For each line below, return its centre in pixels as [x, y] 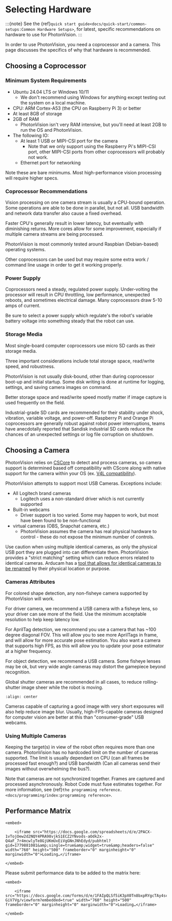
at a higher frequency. [29, 651]
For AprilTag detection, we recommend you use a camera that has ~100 [81, 629]
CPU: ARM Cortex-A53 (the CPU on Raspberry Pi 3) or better [77, 108]
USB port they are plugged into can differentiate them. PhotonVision [77, 552]
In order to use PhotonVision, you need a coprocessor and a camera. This [83, 44]
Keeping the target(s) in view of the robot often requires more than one [80, 747]
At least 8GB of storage [37, 113]
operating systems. [26, 249]
